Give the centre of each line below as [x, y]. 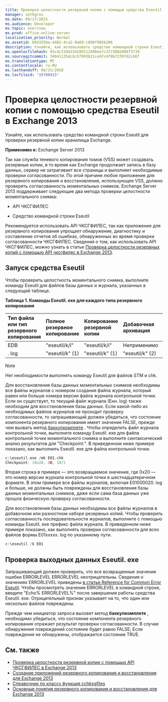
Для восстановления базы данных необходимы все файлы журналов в [81, 508]
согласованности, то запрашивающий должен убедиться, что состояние [83, 417]
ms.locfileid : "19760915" [32, 75]
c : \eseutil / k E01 [24, 544]
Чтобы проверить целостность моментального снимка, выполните [77, 280]
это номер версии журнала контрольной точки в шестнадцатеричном [80, 477]
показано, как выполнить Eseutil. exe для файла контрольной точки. [78, 448]
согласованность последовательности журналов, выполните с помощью [84, 519]
